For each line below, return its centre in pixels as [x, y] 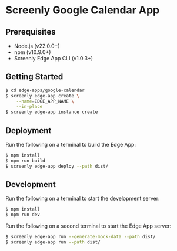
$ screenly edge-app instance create [52, 112]
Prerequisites [31, 32]
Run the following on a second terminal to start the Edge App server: [88, 226]
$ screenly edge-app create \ [43, 96]
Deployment [29, 130]
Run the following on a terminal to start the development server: [83, 199]
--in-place [29, 107]
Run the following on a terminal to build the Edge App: [71, 145]
